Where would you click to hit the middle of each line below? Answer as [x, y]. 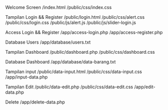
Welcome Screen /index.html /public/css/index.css [59, 7]
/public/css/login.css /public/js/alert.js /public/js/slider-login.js [71, 23]
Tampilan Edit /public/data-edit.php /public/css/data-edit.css [69, 87]
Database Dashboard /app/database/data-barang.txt [61, 62]
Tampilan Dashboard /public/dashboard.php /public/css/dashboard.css [80, 52]
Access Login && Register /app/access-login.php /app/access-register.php [84, 32]
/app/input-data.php [26, 77]
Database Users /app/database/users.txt [48, 42]
